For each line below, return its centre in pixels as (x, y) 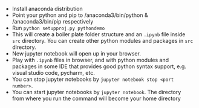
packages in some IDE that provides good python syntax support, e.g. (99, 66)
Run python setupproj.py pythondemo (58, 28)
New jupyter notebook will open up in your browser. (76, 53)
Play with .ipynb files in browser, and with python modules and (90, 60)
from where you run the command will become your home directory (96, 98)
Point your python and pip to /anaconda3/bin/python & (80, 15)
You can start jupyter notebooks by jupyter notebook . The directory (96, 92)
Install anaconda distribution (47, 9)
